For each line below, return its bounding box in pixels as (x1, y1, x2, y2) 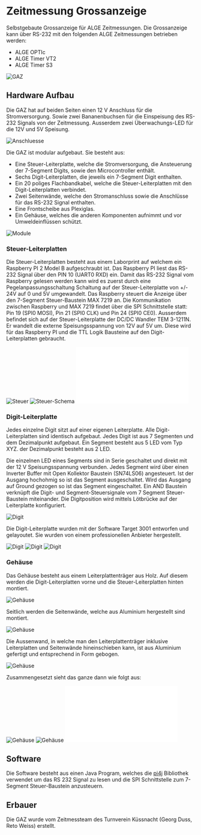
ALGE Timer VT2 (14, 55, 57, 62)
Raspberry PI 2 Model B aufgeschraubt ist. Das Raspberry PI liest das (6, 265, 178, 272)
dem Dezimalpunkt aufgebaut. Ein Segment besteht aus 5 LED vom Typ (6, 439, 183, 446)
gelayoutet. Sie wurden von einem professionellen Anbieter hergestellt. (6, 531, 182, 539)
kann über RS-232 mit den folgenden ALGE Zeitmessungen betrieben (6, 30, 178, 37)
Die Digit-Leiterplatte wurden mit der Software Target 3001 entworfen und (6, 525, 189, 533)
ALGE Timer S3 (14, 61, 53, 69)
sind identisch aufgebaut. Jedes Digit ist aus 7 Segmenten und (38, 433, 194, 440)
